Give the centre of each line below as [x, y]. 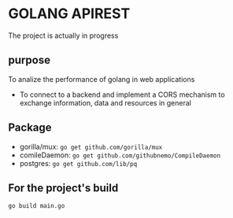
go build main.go [37, 206]
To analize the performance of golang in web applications [102, 79]
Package [30, 128]
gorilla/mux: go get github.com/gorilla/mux [91, 146]
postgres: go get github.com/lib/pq [78, 163]
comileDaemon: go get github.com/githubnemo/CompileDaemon [120, 155]
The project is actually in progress [63, 35]
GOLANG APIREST [69, 14]
